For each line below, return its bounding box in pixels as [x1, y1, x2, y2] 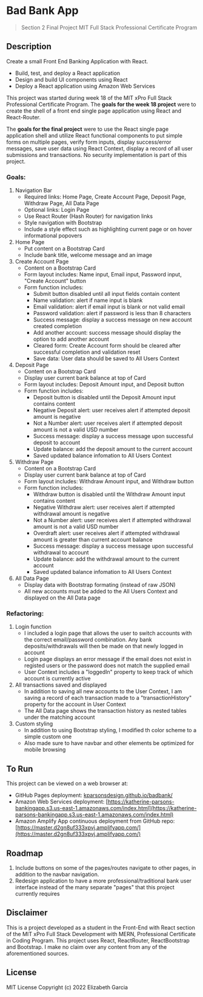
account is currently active [24, 675, 91, 682]
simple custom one [24, 733, 72, 740]
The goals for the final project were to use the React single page [6, 125, 169, 133]
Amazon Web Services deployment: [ [15, 798, 108, 805]
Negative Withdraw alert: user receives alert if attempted [33, 503, 175, 511]
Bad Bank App [6, 4, 79, 18]
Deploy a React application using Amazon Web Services [15, 82, 156, 89]
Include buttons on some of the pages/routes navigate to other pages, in [15, 864, 196, 871]
